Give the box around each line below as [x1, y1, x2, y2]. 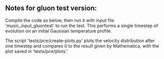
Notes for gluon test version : [5, 4, 97, 12]
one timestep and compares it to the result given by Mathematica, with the [5, 42, 159, 49]
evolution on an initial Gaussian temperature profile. [5, 27, 112, 34]
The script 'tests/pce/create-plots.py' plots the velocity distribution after [5, 37, 155, 43]
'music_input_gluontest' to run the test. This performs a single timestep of [5, 22, 158, 28]
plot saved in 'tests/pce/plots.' [5, 48, 68, 54]
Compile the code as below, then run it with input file [5, 17, 114, 23]
